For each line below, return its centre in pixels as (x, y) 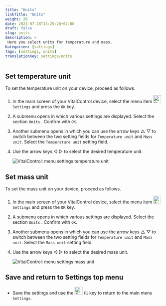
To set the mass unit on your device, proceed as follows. (63, 189)
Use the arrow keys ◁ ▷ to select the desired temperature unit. (78, 152)
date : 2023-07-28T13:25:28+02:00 (40, 24)
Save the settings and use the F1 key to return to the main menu (82, 293)
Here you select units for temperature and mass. (60, 42)
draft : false (19, 28)
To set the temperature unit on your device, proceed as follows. (70, 88)
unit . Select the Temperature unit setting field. (60, 142)
